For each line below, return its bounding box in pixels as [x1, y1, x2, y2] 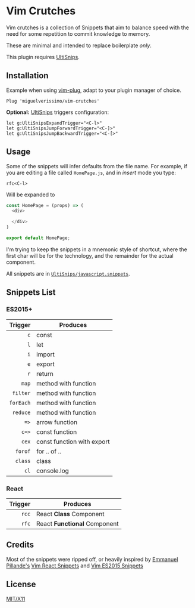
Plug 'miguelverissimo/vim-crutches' [6, 98, 100, 104]
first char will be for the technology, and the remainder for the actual [6, 252, 174, 259]
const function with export [36, 437, 110, 446]
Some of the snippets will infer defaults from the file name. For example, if [6, 162, 187, 169]
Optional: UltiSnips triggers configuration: [6, 109, 109, 116]
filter [12, 390, 31, 396]
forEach [9, 399, 31, 406]
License [6, 579, 36, 590]
